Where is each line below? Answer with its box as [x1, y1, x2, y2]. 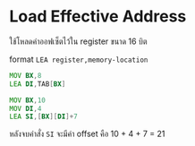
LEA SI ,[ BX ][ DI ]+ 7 [9, 112, 78, 122]
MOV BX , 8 [9, 71, 42, 80]
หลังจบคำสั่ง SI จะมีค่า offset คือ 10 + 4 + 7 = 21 [9, 128, 165, 140]
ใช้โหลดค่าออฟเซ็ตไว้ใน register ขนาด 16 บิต [9, 36, 148, 47]
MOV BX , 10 [9, 96, 47, 105]
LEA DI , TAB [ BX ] [9, 79, 66, 89]
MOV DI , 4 [9, 104, 42, 113]
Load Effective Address [9, 6, 187, 27]
